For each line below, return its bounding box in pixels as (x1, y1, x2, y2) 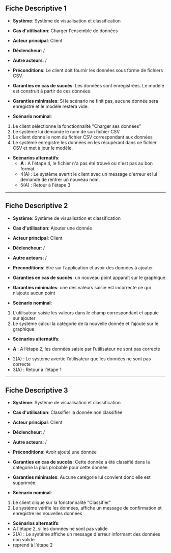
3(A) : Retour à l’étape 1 (12, 366, 62, 373)
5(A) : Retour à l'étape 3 (20, 181, 71, 188)
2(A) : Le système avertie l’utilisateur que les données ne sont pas (12, 355, 151, 362)
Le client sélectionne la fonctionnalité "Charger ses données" (12, 123, 141, 129)
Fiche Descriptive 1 (5, 4, 67, 13)
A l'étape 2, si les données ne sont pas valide (12, 526, 108, 532)
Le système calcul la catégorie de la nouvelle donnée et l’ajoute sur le (12, 320, 159, 327)
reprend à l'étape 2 (12, 542, 53, 548)
